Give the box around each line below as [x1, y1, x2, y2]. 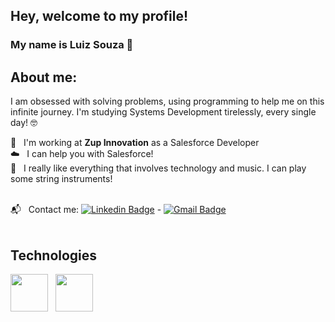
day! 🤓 [10, 117, 38, 129]
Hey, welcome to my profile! [10, 8, 189, 25]
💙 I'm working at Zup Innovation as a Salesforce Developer [10, 137, 260, 149]
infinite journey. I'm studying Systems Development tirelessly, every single [10, 106, 317, 118]
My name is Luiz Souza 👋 [10, 38, 134, 52]
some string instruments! [10, 173, 113, 185]
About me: [10, 69, 78, 86]
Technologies [10, 247, 98, 264]
